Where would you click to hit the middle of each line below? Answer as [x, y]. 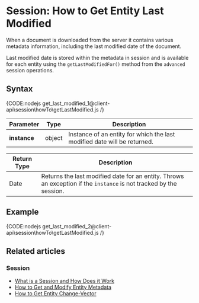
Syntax [20, 89]
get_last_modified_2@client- [77, 226]
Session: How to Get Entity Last [85, 11]
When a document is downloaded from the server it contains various [90, 40]
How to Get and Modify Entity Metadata [63, 287]
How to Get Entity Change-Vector [55, 294]
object [54, 138]
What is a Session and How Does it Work [64, 281]
